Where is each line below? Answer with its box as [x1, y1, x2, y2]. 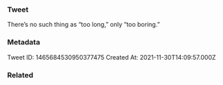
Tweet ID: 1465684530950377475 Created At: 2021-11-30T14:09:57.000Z [7, 53, 216, 61]
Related [7, 70, 34, 80]
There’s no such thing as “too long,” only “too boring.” [7, 21, 160, 29]
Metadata [7, 38, 40, 47]
